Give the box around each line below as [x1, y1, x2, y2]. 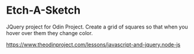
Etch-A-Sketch [6, 4, 81, 17]
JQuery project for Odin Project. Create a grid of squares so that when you [6, 23, 188, 30]
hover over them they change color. [6, 29, 93, 36]
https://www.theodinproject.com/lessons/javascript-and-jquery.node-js [6, 41, 181, 48]
